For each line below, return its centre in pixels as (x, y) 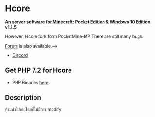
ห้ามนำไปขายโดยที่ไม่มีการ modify (33, 109)
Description (23, 98)
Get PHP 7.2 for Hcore (38, 71)
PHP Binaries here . (31, 82)
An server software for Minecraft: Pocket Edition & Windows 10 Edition (78, 22)
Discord (20, 55)
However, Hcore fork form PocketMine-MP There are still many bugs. (74, 36)
